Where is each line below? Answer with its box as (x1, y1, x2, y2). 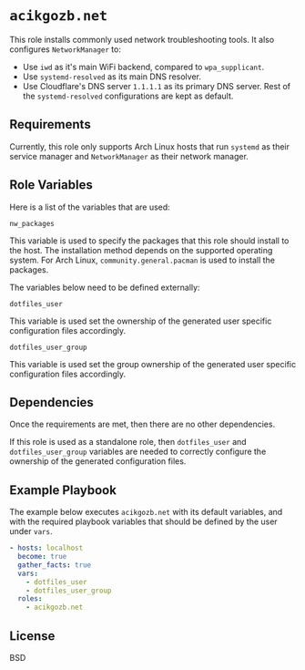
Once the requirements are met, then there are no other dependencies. (9, 418, 276, 430)
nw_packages (9, 219, 55, 228)
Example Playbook (9, 482, 117, 498)
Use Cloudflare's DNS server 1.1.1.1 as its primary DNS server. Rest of (22, 80, 291, 91)
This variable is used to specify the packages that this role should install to (9, 235, 290, 246)
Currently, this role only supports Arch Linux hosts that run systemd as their (9, 140, 290, 152)
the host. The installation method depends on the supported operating (9, 244, 273, 255)
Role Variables (9, 177, 93, 193)
